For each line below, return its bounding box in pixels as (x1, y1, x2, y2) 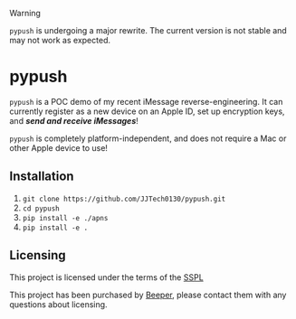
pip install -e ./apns (22, 213, 109, 222)
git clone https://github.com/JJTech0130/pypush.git (22, 194, 226, 203)
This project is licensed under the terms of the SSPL (9, 271, 204, 283)
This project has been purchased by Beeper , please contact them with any (9, 289, 287, 300)
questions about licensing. (9, 298, 108, 310)
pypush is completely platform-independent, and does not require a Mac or (9, 133, 287, 144)
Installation (9, 169, 74, 184)
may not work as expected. (9, 35, 111, 45)
